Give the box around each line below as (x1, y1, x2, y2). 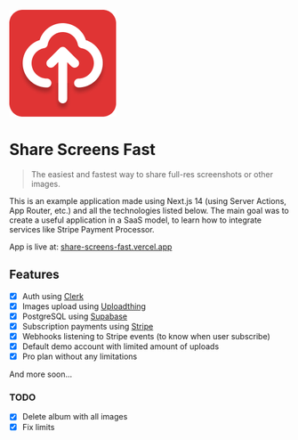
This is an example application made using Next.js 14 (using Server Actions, (9, 195, 287, 206)
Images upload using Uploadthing (21, 300, 147, 312)
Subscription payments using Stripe (21, 321, 154, 331)
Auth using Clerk (21, 290, 85, 301)
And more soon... (9, 369, 73, 379)
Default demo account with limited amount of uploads (21, 341, 220, 352)
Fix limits (21, 421, 55, 432)
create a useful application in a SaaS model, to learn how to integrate (9, 215, 262, 225)
